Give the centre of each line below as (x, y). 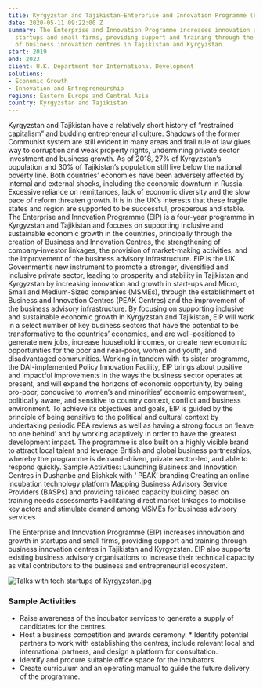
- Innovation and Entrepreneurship (66, 88)
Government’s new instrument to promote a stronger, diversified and (118, 267)
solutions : (26, 74)
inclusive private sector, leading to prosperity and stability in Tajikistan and (128, 275)
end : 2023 (24, 60)
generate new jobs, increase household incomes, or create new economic (128, 342)
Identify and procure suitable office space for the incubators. (118, 660)
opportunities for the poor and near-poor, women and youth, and (112, 351)
